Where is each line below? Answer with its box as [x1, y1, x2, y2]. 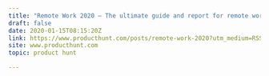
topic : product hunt [8, 49, 78, 57]
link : [8, 34, 26, 42]
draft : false [8, 19, 52, 27]
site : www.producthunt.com [8, 42, 98, 50]
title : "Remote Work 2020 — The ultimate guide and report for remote [8, 11, 249, 20]
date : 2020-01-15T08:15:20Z [8, 26, 102, 34]
